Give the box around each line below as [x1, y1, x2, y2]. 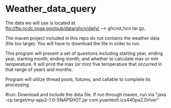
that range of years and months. [5, 66, 73, 73]
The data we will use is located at [5, 20, 76, 26]
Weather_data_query [5, 3, 96, 15]
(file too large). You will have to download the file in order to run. [5, 40, 140, 46]
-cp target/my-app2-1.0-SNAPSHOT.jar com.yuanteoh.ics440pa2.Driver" [5, 97, 159, 103]
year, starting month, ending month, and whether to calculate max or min [5, 55, 159, 61]
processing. [5, 82, 31, 88]
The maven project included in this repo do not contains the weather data [5, 35, 160, 41]
